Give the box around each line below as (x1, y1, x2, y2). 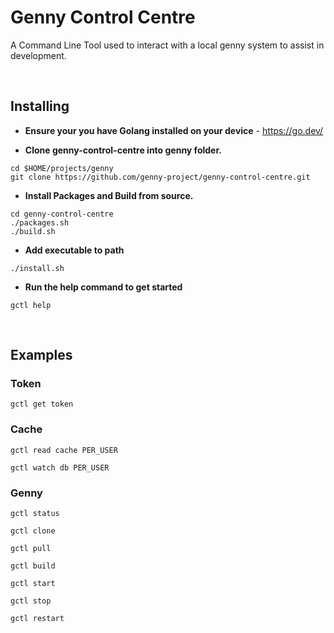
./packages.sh (10, 217, 70, 228)
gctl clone (10, 526, 56, 536)
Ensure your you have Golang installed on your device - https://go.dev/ (24, 124, 324, 136)
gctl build (10, 561, 56, 571)
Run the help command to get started (24, 281, 183, 293)
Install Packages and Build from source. (24, 189, 194, 201)
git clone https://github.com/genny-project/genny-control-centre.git (10, 172, 311, 182)
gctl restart (10, 614, 65, 624)
